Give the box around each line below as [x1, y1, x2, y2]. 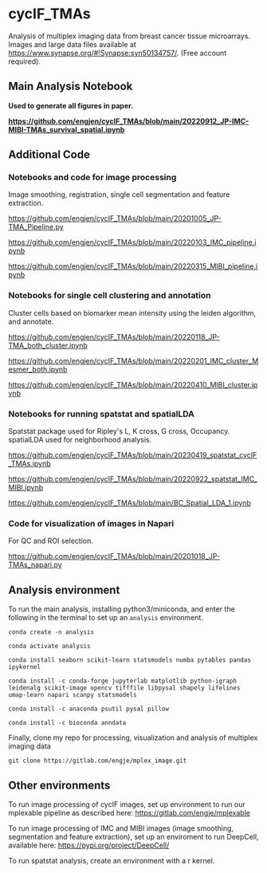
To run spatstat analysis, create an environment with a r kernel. [8, 855, 215, 865]
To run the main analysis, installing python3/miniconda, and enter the [8, 604, 235, 614]
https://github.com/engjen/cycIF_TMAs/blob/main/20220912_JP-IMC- [8, 116, 249, 126]
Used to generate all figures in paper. [8, 100, 134, 110]
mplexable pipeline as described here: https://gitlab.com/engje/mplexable [8, 808, 251, 817]
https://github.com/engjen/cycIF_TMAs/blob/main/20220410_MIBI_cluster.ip [8, 379, 258, 389]
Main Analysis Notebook [8, 80, 133, 93]
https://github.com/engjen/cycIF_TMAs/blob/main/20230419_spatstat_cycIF [8, 450, 257, 460]
